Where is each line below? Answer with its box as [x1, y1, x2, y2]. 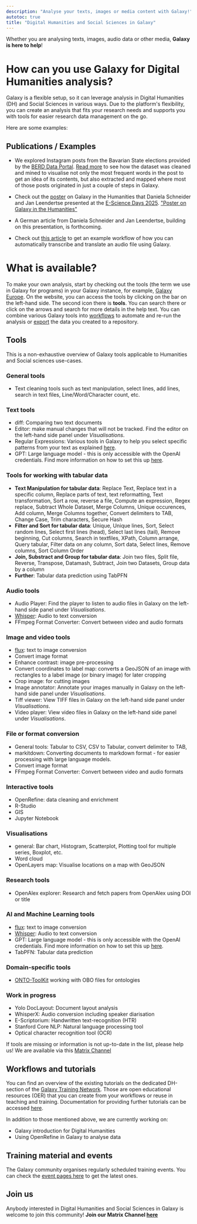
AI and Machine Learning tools [6, 910, 95, 918]
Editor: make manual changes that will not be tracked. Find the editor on [14, 425, 189, 432]
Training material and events [6, 1151, 113, 1161]
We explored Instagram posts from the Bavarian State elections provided [14, 157, 191, 164]
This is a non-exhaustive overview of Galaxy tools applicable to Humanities [6, 350, 188, 358]
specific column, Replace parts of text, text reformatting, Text [14, 491, 163, 498]
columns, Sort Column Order [14, 547, 84, 554]
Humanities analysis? [6, 75, 113, 88]
